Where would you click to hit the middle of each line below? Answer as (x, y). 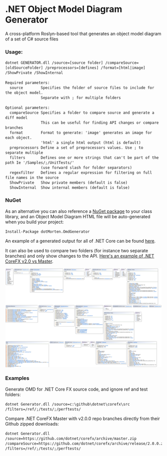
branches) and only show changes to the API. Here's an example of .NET (80, 256)
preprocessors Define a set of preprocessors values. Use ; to (76, 148)
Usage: (14, 52)
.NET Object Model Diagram (64, 9)
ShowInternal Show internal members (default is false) (70, 188)
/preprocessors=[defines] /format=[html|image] (95, 68)
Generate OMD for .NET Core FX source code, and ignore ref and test (77, 389)
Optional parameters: (28, 108)
